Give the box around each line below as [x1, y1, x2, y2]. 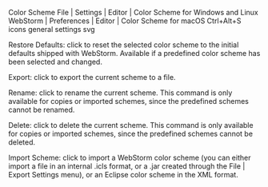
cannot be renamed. [8, 105, 75, 114]
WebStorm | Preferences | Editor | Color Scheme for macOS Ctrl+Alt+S [8, 16, 242, 26]
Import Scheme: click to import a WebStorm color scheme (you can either [8, 153, 251, 162]
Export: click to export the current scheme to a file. [8, 73, 176, 82]
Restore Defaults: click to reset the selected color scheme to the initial [8, 40, 239, 50]
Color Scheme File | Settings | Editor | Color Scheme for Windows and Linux [8, 8, 258, 17]
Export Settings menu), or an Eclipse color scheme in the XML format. [8, 170, 238, 179]
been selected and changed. [8, 57, 102, 66]
